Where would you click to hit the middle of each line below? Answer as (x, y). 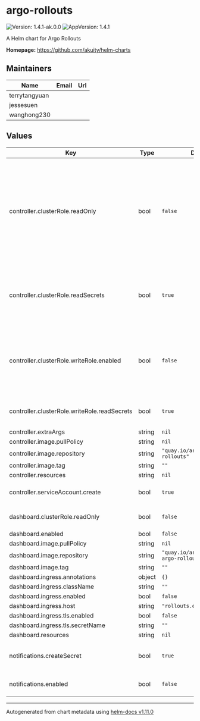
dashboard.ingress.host (42, 606)
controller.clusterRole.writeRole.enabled (65, 360)
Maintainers (29, 69)
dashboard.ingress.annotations (53, 576)
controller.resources (37, 475)
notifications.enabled (39, 684)
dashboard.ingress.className (51, 587)
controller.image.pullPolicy (46, 441)
